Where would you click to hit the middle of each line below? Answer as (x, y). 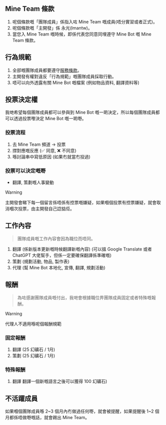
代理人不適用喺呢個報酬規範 (33, 324)
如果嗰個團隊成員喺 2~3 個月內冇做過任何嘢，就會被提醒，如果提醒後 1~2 (80, 411)
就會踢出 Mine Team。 (67, 418)
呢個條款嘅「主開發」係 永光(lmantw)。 (52, 28)
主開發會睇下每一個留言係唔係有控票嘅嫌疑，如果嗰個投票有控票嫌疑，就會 (81, 203)
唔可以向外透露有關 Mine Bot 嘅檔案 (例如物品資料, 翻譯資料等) (76, 83)
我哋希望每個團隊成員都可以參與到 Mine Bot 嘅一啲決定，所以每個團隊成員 (80, 112)
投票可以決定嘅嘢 (25, 170)
